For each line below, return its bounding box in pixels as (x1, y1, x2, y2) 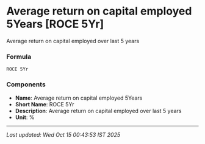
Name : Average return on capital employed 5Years (15, 94, 143, 101)
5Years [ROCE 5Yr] (6, 17, 104, 31)
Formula (6, 52, 32, 61)
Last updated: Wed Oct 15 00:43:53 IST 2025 (6, 131, 121, 138)
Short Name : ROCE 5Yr (15, 100, 74, 108)
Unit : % (15, 114, 35, 121)
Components (6, 80, 46, 89)
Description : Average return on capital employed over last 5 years (15, 107, 182, 114)
